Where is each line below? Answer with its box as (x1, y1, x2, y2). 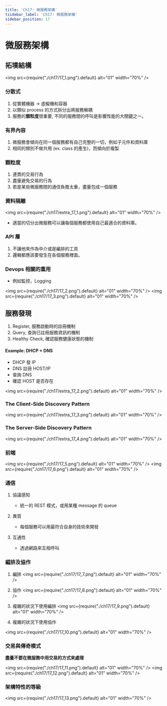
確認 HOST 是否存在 (12, 378, 54, 384)
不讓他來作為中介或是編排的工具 (12, 246, 78, 252)
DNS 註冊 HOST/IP (12, 366, 51, 372)
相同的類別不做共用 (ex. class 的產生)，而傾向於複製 (12, 145, 120, 151)
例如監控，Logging (12, 278, 51, 284)
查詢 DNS (12, 372, 32, 378)
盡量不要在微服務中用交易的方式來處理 (5, 654, 84, 660)
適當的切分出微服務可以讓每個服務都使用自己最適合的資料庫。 (12, 220, 140, 226)
